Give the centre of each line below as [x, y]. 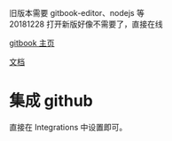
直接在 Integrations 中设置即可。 [68, 127]
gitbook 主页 [32, 43]
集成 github [51, 101]
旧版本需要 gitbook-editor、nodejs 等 [77, 13]
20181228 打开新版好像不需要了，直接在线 [86, 24]
